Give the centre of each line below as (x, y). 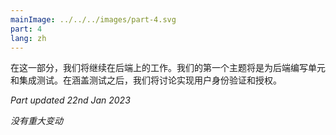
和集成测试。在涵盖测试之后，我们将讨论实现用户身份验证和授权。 (146, 80)
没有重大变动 (36, 121)
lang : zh (28, 38)
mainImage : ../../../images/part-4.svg (93, 19)
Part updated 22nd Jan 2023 (70, 100)
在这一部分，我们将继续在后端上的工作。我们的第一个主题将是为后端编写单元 (168, 68)
